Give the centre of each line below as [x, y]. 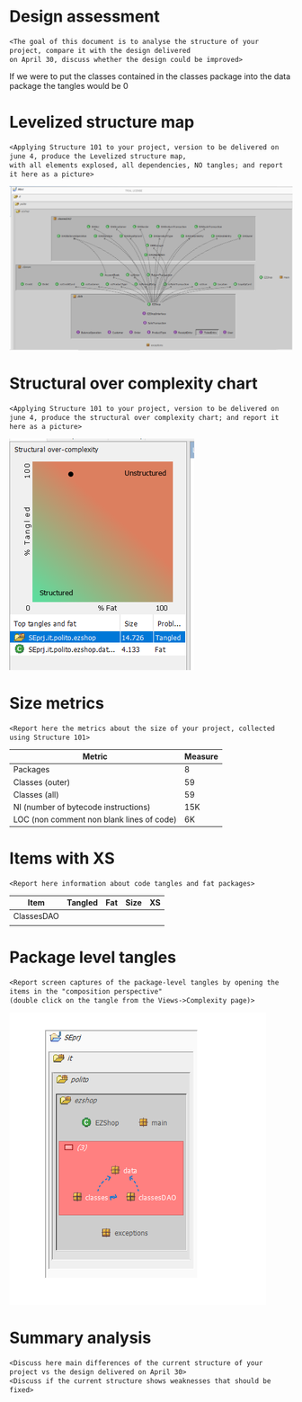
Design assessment [84, 17]
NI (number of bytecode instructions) [82, 808]
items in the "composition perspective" [86, 992]
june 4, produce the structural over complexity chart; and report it [144, 417]
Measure [201, 756]
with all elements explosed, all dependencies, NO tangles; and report [146, 165]
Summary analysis [80, 1338]
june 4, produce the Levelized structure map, [98, 156]
